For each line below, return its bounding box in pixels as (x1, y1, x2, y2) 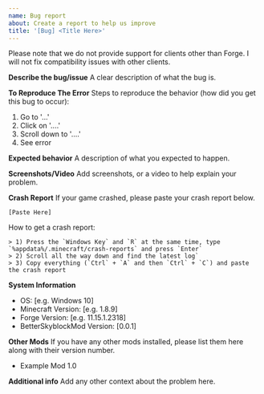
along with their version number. (8, 346, 116, 355)
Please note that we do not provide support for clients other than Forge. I (8, 49, 250, 59)
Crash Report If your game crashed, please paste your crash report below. (8, 193, 255, 203)
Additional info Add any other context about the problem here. (8, 376, 216, 386)
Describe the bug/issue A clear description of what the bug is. (8, 73, 217, 83)
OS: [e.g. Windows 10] (19, 296, 94, 306)
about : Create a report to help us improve (8, 19, 156, 27)
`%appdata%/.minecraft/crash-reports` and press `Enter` (8, 246, 203, 254)
